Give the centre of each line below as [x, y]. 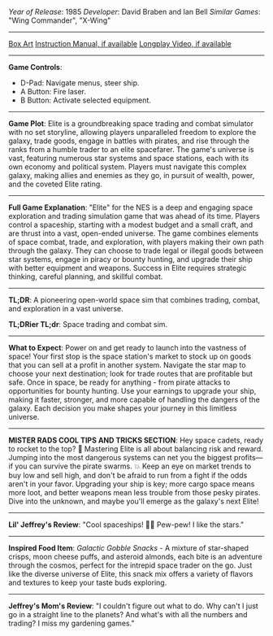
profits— [249, 457]
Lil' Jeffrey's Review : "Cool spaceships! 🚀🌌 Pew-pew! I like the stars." [126, 525]
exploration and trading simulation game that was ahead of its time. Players [134, 216]
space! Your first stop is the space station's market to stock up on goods [130, 356]
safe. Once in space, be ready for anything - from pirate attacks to [119, 382]
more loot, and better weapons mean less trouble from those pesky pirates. [134, 492]
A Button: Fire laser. [53, 91]
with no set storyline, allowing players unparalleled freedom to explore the [132, 132]
